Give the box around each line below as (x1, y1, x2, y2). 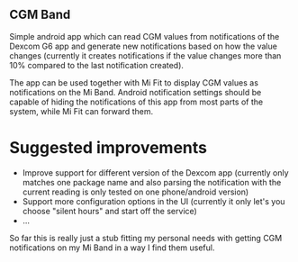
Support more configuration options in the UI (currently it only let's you (22, 195, 285, 206)
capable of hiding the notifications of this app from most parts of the (9, 96, 264, 107)
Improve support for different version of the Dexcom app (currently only (22, 167, 290, 178)
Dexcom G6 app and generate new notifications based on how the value (9, 41, 277, 51)
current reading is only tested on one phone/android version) (22, 186, 249, 197)
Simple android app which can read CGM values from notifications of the (9, 31, 280, 41)
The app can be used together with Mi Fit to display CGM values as (9, 77, 259, 88)
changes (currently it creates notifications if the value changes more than (9, 50, 282, 61)
